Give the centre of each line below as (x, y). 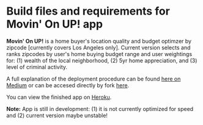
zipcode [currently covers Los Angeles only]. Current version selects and (98, 48)
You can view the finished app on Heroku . (59, 97)
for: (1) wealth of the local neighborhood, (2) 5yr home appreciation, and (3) (102, 60)
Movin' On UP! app (55, 24)
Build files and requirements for (88, 11)
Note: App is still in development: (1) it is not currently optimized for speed (100, 109)
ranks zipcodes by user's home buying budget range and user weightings (99, 54)
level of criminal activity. (37, 67)
